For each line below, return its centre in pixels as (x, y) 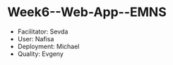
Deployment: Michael (48, 46)
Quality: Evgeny (40, 54)
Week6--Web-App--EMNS (87, 12)
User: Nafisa (36, 38)
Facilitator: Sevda (43, 31)
